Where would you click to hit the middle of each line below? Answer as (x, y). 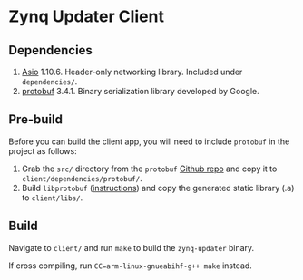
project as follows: (43, 150)
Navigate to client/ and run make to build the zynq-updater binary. (132, 247)
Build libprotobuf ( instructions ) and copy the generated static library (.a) (158, 188)
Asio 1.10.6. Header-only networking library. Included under (132, 72)
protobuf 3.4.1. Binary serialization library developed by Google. (140, 91)
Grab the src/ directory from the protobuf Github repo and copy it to (149, 169)
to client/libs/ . (52, 198)
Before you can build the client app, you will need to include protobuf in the (149, 141)
